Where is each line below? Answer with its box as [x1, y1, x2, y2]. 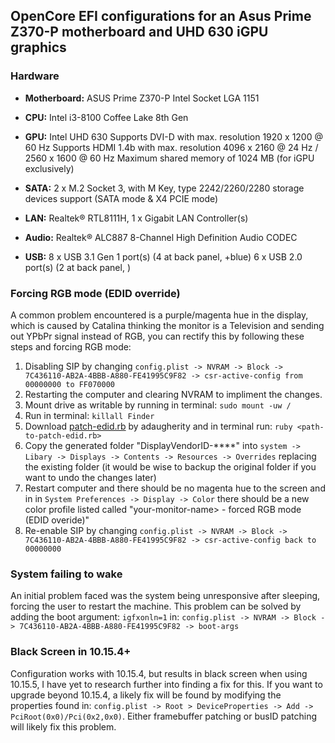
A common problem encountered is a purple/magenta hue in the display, [10, 309, 309, 321]
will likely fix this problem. [10, 720, 117, 733]
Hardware [10, 69, 60, 83]
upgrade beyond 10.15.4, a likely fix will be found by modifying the [10, 689, 282, 701]
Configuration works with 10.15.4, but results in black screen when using [10, 667, 308, 679]
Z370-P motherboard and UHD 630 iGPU [10, 24, 269, 41]
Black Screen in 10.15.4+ [10, 645, 132, 659]
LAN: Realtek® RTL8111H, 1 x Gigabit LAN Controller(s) [24, 212, 249, 224]
